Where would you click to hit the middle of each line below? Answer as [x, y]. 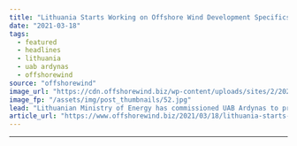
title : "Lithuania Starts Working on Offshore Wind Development [130, 17]
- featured [37, 42]
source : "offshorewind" [53, 83]
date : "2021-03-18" [45, 26]
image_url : [29, 91]
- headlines [39, 50]
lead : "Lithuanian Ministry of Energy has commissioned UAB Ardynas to [144, 108]
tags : [19, 34]
